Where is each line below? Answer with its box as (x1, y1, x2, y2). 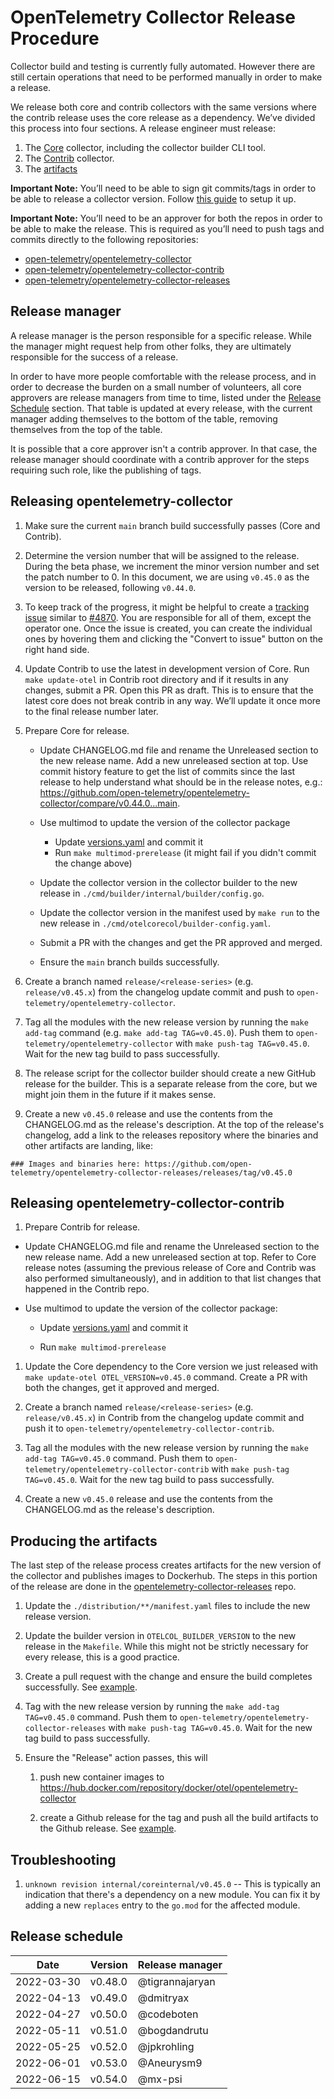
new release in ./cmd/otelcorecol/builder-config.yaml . (39, 917, 271, 929)
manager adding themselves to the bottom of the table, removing (10, 412, 278, 425)
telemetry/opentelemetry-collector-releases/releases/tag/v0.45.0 (10, 1167, 293, 1178)
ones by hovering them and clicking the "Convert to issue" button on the (24, 632, 323, 645)
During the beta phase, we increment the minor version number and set (24, 560, 320, 572)
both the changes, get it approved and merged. (24, 1382, 220, 1394)
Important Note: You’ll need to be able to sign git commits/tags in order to (10, 182, 317, 194)
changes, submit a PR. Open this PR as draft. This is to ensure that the (24, 684, 314, 696)
